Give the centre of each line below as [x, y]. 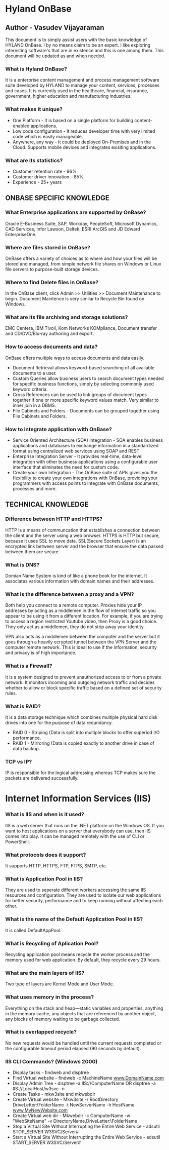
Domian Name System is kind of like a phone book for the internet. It [76, 576]
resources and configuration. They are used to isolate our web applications [83, 895]
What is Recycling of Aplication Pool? [52, 943]
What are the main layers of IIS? [45, 973]
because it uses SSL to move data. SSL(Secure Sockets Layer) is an [76, 541]
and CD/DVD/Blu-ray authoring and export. [50, 334]
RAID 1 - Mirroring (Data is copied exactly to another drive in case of [83, 743]
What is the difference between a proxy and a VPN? [70, 594]
